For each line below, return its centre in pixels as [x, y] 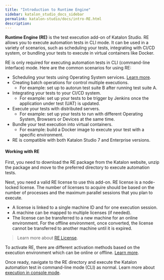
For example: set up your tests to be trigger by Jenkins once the [84, 98]
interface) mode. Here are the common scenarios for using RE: [68, 68]
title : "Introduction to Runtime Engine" [48, 10]
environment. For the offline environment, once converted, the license [82, 223]
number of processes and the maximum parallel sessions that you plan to [79, 193]
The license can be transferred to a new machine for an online [75, 218]
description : [18, 23]
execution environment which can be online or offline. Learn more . [72, 253]
